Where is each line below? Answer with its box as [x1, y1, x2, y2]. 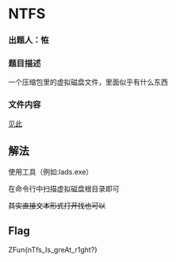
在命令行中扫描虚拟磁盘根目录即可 [8, 183, 120, 193]
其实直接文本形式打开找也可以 [8, 200, 105, 210]
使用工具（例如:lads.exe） [8, 167, 94, 176]
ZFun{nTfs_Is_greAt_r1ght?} [8, 245, 98, 255]
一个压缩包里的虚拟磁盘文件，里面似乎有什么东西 [8, 77, 168, 87]
